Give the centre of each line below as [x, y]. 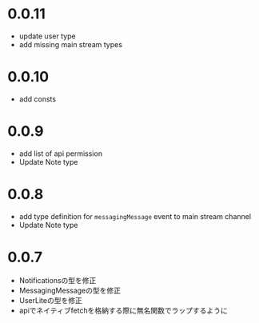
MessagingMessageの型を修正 [70, 290]
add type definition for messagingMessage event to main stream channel [135, 216]
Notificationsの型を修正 [58, 280]
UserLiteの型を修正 [51, 300]
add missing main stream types [71, 44]
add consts [38, 99]
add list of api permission [61, 154]
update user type [48, 36]
